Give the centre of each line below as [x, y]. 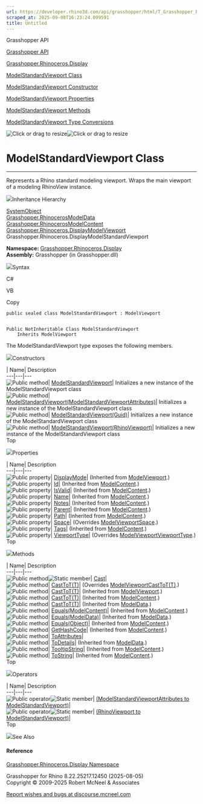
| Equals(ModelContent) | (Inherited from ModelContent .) [118, 611]
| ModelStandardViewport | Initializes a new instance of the [121, 383]
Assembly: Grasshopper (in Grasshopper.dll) [63, 255]
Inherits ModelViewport [47, 335]
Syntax [21, 267]
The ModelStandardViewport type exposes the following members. [90, 346]
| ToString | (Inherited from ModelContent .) [101, 656]
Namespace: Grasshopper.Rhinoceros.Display [64, 249]
